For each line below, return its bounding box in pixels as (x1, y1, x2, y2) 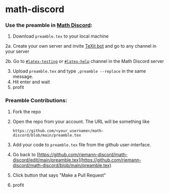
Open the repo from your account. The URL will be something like (12, 118, 150, 124)
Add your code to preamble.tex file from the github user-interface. (12, 141, 151, 148)
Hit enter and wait (12, 79, 50, 85)
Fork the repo (12, 108, 42, 115)
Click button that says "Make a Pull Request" (12, 172, 107, 178)
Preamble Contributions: (5, 97, 67, 104)
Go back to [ (12, 151, 39, 157)
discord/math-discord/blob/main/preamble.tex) (12, 162, 112, 168)
